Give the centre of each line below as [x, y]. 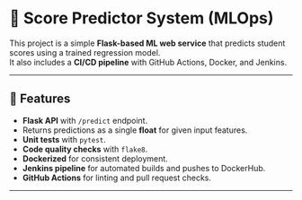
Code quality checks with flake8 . [85, 149]
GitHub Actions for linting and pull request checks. [117, 178]
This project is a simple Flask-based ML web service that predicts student [147, 43]
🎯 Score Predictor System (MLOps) [142, 18]
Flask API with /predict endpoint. [85, 120]
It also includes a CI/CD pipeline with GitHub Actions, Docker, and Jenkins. [148, 62]
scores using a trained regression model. [85, 52]
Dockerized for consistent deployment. [95, 158]
